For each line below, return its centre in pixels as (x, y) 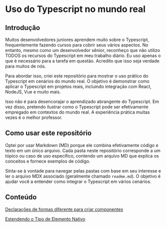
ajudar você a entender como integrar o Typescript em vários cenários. (78, 181)
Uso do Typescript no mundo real (75, 9)
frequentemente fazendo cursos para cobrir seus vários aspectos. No (77, 45)
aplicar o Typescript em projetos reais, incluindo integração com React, (79, 86)
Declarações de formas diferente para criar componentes (64, 209)
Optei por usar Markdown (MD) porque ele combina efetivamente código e (82, 145)
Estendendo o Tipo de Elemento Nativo (45, 219)
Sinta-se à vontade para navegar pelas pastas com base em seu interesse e (83, 170)
